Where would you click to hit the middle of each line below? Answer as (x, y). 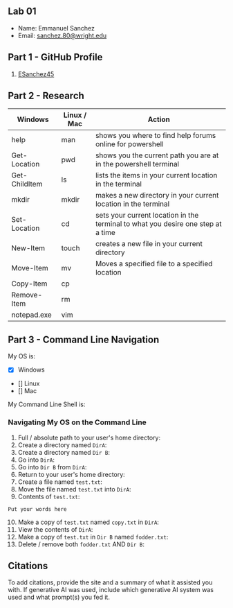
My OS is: (21, 356)
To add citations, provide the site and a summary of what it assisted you (110, 582)
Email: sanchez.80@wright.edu (62, 35)
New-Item (28, 248)
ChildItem (27, 184)
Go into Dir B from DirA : (52, 467)
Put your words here (38, 509)
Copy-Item (29, 284)
